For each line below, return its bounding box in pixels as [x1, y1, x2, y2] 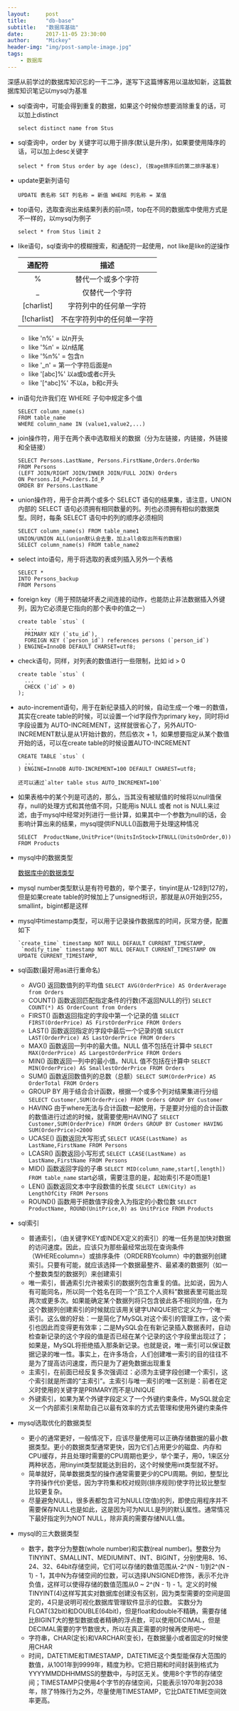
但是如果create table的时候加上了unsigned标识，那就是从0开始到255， [17, 892, 226, 901]
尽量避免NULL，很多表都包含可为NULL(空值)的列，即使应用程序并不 [28, 1496, 228, 1505]
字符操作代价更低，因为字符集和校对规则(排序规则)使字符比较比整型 [28, 1478, 226, 1487]
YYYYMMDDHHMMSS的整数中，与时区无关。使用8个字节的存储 [28, 1669, 217, 1677]
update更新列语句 [17, 176, 70, 184]
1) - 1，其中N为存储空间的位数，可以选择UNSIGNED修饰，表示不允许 [28, 1571, 230, 1580]
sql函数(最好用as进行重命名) [17, 965, 101, 974]
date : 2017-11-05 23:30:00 [7, 30, 107, 38]
